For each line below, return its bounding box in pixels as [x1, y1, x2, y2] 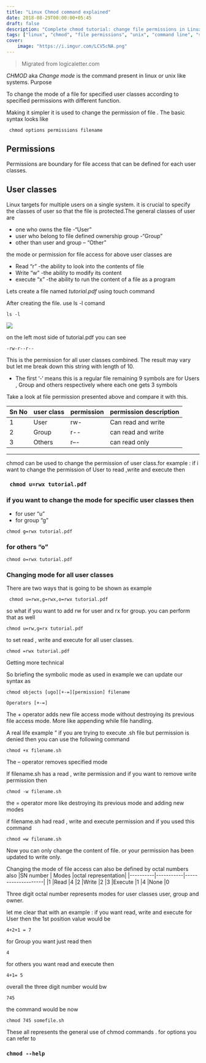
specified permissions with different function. [6, 96, 121, 104]
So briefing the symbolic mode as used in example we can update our [6, 671, 183, 678]
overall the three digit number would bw [6, 983, 107, 991]
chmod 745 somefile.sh [6, 1018, 64, 1024]
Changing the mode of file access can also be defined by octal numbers [6, 865, 189, 873]
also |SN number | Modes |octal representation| [6, 872, 127, 879]
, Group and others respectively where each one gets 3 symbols [15, 381, 178, 388]
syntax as [6, 678, 31, 685]
